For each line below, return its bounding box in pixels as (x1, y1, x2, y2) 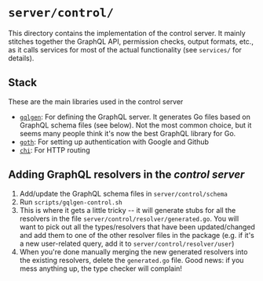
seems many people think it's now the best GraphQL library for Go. (19, 128, 236, 138)
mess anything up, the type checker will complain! (19, 264, 183, 273)
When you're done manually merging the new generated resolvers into (19, 247, 248, 256)
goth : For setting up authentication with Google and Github (19, 137, 210, 146)
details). (8, 53, 35, 63)
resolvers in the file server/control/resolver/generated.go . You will (19, 214, 239, 223)
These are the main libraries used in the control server (8, 96, 184, 106)
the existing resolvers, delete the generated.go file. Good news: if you (19, 255, 244, 265)
